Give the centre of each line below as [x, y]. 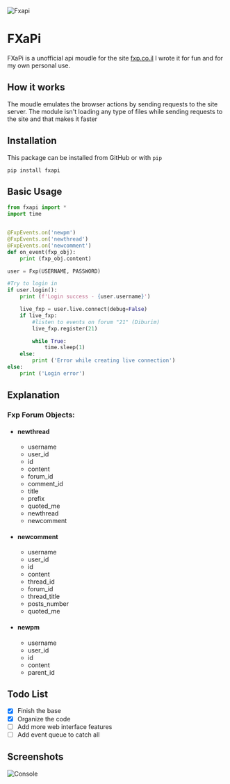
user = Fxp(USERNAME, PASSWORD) [54, 271]
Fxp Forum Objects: [41, 415]
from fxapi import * [37, 208]
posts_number [48, 604]
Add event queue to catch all [58, 735]
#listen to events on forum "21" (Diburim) [96, 322]
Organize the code [44, 719]
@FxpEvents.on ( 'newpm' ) [42, 233]
